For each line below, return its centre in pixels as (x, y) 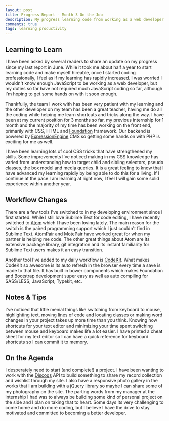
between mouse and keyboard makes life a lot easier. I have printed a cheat (84, 331)
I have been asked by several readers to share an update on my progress (81, 61)
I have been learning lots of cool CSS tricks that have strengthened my (79, 151)
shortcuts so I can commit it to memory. (47, 342)
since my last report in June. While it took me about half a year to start (78, 67)
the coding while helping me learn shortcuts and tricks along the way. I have (85, 114)
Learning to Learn (34, 50)
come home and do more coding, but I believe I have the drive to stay (78, 408)
